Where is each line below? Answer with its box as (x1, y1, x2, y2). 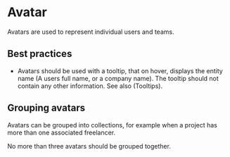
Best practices (7, 48, 72, 60)
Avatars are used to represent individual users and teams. (7, 27, 174, 36)
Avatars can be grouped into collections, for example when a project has (7, 120, 218, 129)
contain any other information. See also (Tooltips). (17, 82, 163, 90)
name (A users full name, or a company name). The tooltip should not (17, 74, 219, 82)
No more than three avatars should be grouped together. (7, 142, 171, 150)
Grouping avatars (7, 102, 86, 114)
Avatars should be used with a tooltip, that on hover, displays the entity (17, 66, 223, 75)
